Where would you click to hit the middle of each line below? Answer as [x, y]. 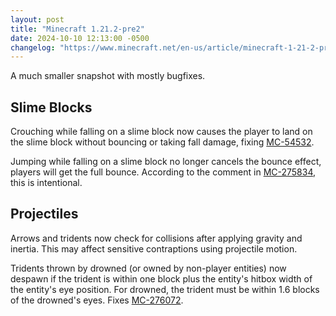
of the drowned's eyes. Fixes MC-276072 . [97, 300]
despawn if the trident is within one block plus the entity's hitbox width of [161, 278]
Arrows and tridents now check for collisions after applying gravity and [156, 238]
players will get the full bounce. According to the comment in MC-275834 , [163, 172]
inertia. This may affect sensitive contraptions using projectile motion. [154, 248]
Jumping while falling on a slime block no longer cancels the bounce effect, [166, 162]
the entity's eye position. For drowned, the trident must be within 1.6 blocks [165, 289]
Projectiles [44, 214]
